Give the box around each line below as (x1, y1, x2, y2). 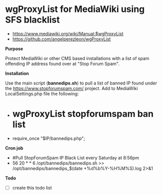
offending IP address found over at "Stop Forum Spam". (5, 60, 120, 66)
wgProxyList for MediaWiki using (5, 3, 145, 15)
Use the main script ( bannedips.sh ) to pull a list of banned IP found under (5, 80, 157, 86)
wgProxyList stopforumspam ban (12, 108, 154, 119)
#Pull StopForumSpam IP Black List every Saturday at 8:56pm (12, 154, 140, 160)
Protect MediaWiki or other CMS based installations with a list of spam (5, 55, 150, 61)
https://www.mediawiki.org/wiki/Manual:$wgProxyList (12, 30, 124, 36)
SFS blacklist (5, 14, 60, 25)
